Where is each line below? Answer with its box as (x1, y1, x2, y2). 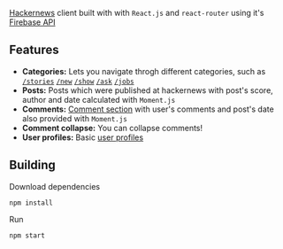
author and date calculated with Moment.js (21, 94, 176, 105)
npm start (9, 230, 46, 240)
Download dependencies (9, 181, 100, 191)
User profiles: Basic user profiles (21, 132, 144, 143)
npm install (9, 198, 53, 207)
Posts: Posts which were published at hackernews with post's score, (21, 84, 274, 96)
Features (9, 43, 59, 58)
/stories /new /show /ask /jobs (21, 77, 134, 86)
